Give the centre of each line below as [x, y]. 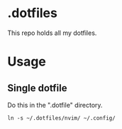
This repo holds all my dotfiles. [52, 33]
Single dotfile [37, 88]
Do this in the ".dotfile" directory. [55, 105]
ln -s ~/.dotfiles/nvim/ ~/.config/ [61, 118]
